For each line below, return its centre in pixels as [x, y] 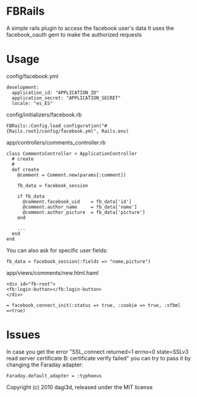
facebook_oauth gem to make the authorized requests [74, 34]
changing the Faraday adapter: [45, 365]
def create [26, 170]
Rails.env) [115, 131]
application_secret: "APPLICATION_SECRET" [66, 98]
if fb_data [31, 196]
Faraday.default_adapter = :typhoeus [54, 376]
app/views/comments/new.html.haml [53, 273]
